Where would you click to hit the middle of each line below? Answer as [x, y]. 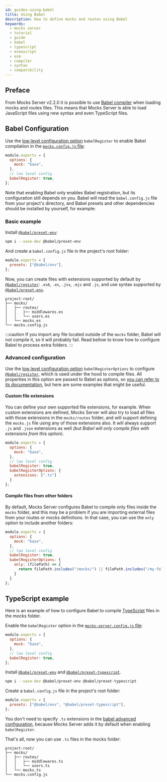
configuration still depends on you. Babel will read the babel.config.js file [81, 198]
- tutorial [21, 33]
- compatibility [26, 70]
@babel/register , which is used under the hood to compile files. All [74, 374]
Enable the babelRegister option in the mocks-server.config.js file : [74, 626]
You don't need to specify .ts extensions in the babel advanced [71, 719]
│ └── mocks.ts [23, 770]
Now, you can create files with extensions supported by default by [73, 279]
